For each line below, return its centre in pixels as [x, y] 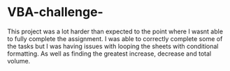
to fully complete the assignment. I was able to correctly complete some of [115, 38]
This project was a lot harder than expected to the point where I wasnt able [115, 31]
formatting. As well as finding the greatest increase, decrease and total [109, 54]
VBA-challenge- [55, 12]
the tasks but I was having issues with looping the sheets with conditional [113, 46]
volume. [19, 61]
